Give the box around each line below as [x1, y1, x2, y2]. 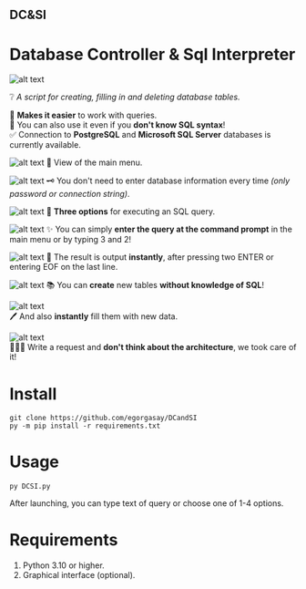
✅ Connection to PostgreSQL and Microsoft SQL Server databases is [9, 129, 271, 140]
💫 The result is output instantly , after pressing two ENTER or [46, 252, 274, 263]
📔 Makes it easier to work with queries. [9, 109, 158, 121]
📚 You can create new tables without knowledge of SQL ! [46, 280, 264, 291]
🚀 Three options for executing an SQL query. [46, 206, 216, 217]
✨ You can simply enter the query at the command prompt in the [46, 223, 293, 235]
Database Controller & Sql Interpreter [9, 44, 296, 65]
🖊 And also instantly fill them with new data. [9, 311, 178, 322]
